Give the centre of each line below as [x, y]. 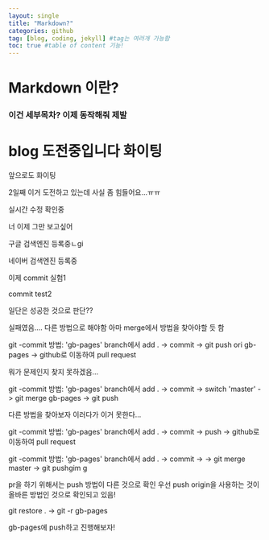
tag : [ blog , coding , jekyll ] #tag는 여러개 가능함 [89, 38]
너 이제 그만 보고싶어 [41, 227]
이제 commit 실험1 [37, 278]
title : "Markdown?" [41, 23]
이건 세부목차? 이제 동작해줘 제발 [68, 115]
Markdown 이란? [64, 88]
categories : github [41, 31]
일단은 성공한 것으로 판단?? [51, 311]
